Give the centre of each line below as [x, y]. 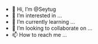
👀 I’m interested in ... [37, 15]
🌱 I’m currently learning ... [43, 22]
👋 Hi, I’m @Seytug [34, 9]
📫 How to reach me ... [39, 35]
